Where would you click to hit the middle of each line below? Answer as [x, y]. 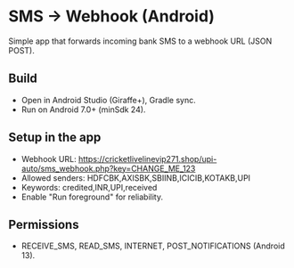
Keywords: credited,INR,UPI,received [89, 187]
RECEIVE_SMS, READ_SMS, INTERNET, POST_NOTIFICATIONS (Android [153, 246]
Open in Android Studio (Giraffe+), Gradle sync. [109, 100]
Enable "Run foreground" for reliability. [92, 197]
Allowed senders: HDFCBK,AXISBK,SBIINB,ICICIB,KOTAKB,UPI [136, 178]
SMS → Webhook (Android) [112, 16]
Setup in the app [55, 138]
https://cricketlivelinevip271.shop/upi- [147, 158]
